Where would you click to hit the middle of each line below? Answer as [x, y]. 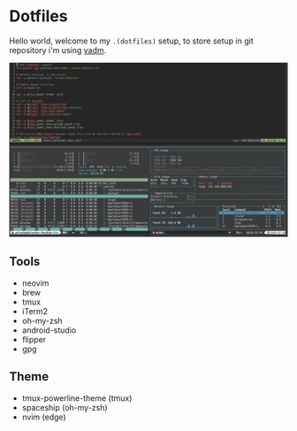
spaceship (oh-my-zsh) [65, 407]
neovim [35, 283]
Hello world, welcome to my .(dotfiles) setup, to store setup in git [131, 41]
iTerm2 [35, 311]
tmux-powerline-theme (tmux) [77, 398]
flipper [34, 339]
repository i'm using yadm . [58, 50]
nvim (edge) [44, 417]
